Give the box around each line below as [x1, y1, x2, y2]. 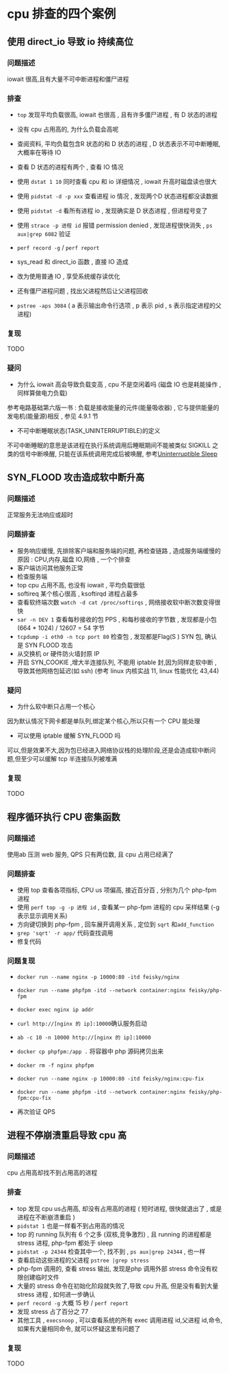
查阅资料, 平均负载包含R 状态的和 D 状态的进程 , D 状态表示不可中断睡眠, [16, 140, 221, 148]
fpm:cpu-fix [16, 1094, 51, 1101]
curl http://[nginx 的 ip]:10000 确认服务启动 [16, 1019, 148, 1027]
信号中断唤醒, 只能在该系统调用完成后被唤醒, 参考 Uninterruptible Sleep [18, 449, 217, 458]
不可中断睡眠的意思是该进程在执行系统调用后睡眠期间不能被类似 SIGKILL [7, 441, 211, 449]
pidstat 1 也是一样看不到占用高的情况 [16, 1221, 125, 1230]
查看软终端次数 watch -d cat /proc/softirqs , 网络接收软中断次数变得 [16, 598, 215, 606]
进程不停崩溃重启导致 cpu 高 [7, 1129, 127, 1141]
